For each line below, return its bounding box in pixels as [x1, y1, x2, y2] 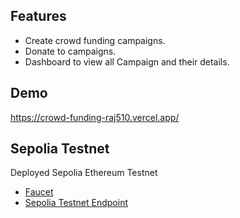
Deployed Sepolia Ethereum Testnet [10, 167, 158, 179]
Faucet [24, 186, 54, 198]
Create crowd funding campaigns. [24, 34, 166, 46]
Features [10, 8, 67, 25]
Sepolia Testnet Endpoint [24, 197, 128, 209]
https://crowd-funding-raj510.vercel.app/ [10, 111, 180, 123]
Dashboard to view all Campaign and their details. [24, 55, 230, 68]
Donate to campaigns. [24, 45, 117, 57]
